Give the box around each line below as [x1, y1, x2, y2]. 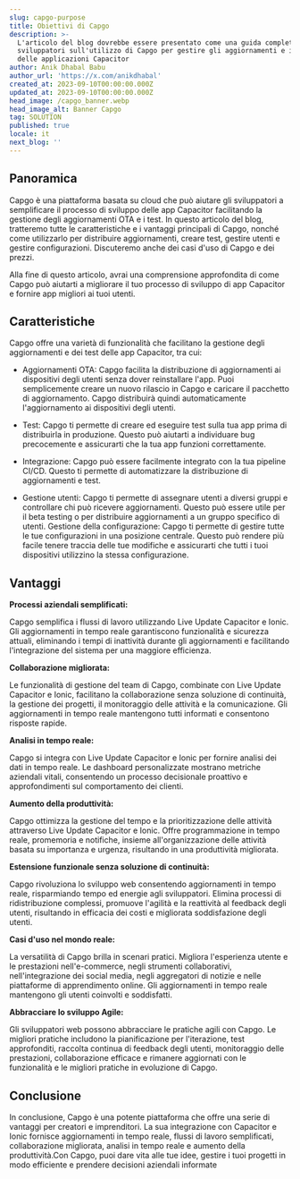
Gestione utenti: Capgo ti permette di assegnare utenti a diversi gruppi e [21, 493, 288, 504]
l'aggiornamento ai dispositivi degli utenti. [21, 403, 176, 413]
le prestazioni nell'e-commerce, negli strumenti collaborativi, [9, 961, 232, 971]
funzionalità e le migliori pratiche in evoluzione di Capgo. [9, 1062, 219, 1073]
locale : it [9, 130, 50, 139]
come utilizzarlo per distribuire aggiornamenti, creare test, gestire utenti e [9, 233, 280, 243]
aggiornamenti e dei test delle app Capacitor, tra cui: [9, 347, 203, 358]
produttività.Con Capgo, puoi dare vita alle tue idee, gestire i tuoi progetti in [9, 1150, 286, 1160]
